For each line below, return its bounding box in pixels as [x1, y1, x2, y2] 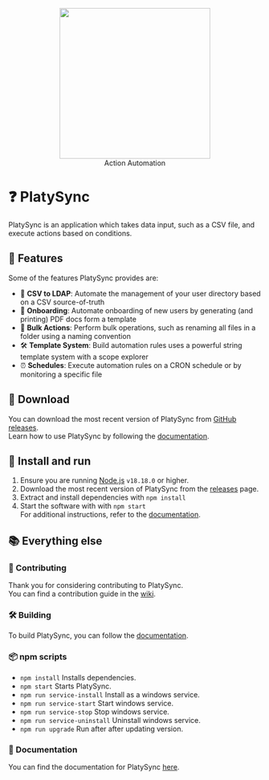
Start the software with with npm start [19, 501, 146, 511]
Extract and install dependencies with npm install [19, 492, 186, 502]
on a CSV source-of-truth [19, 297, 105, 307]
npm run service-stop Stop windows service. [19, 707, 170, 717]
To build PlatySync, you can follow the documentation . [8, 631, 189, 640]
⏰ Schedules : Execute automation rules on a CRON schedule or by [19, 360, 243, 370]
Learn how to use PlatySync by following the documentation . [8, 431, 210, 441]
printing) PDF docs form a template [19, 314, 137, 324]
